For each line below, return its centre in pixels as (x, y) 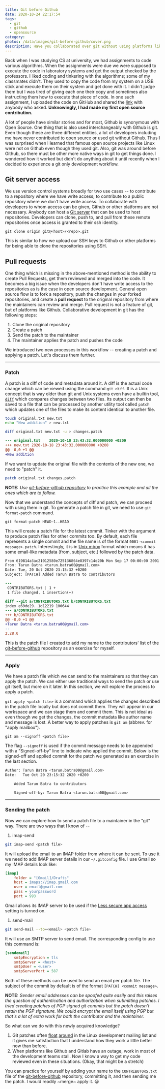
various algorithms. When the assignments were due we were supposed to (81, 65)
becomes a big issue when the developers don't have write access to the (79, 284)
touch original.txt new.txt (34, 418)
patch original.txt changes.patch (41, 478)
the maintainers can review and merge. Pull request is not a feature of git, (79, 305)
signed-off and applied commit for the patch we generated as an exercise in (82, 756)
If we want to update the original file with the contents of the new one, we (80, 464)
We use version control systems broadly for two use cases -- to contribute (81, 191)
